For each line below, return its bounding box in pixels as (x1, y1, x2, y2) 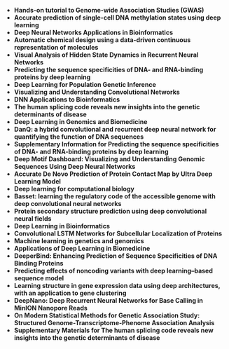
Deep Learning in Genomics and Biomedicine (13, 118, 148, 125)
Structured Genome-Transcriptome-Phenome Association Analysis (13, 319, 215, 327)
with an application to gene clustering (13, 289, 127, 297)
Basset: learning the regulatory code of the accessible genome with (13, 192, 216, 200)
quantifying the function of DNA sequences (13, 132, 144, 141)
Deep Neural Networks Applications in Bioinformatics (13, 28, 174, 36)
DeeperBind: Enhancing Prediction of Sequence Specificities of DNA (13, 252, 218, 260)
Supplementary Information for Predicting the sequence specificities (13, 140, 219, 148)
